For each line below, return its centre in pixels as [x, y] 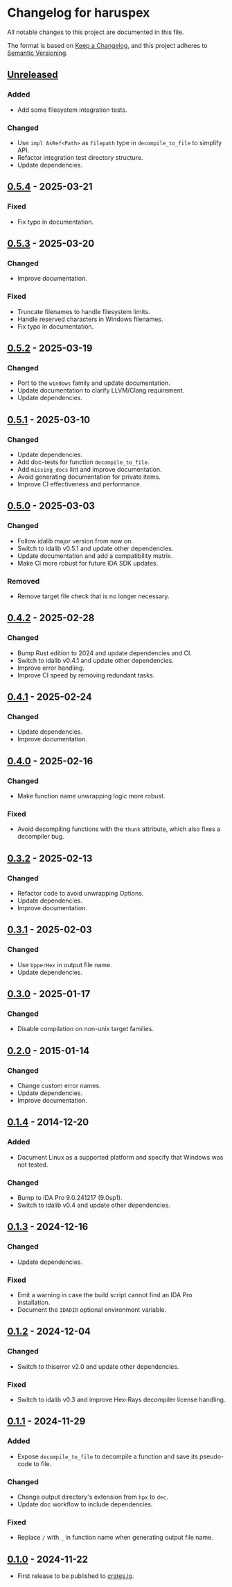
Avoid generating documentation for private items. [89, 477]
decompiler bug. [41, 837]
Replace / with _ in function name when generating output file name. [115, 1538]
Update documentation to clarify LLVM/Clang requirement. [101, 390]
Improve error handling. [51, 668]
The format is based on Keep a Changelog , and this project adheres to [107, 45]
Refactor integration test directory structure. [80, 157]
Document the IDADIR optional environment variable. [92, 1310]
